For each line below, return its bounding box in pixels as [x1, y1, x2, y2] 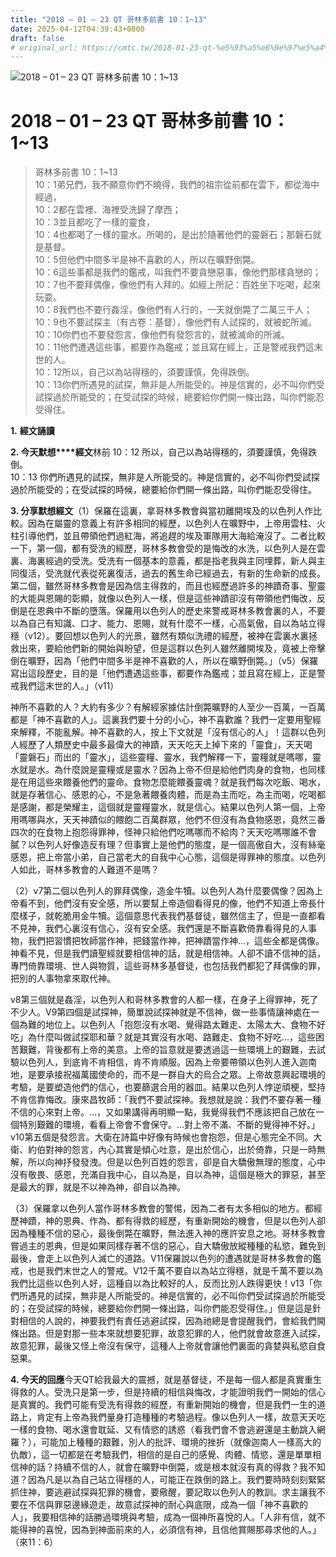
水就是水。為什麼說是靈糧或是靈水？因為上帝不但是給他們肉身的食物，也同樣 [10, 764, 326, 776]
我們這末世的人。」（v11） [18, 680, 120, 692]
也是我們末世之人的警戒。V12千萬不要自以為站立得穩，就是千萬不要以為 [27, 1265, 323, 1277]
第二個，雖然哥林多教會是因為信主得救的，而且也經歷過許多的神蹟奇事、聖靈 [10, 580, 326, 592]
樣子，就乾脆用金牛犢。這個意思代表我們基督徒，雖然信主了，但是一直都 [18, 910, 317, 922]
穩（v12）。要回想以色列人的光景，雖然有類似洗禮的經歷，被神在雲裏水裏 [10, 630, 310, 642]
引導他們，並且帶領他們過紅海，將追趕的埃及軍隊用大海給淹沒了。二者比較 [18, 530, 326, 542]
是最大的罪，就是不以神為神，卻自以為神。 [10, 1181, 186, 1193]
